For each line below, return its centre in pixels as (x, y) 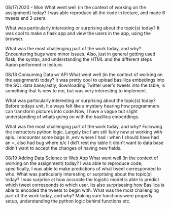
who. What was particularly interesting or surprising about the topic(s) (79, 174)
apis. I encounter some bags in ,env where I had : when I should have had (82, 137)
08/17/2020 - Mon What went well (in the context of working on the (76, 7)
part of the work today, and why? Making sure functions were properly (79, 196)
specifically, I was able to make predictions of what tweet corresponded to (83, 169)
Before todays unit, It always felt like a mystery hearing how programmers (82, 106)
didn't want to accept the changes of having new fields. (63, 148)
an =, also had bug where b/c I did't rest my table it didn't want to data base (84, 143)
